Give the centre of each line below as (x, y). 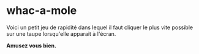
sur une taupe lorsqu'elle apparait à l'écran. (61, 33)
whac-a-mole (42, 11)
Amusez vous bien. (32, 46)
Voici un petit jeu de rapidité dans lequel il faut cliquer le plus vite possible (100, 27)
